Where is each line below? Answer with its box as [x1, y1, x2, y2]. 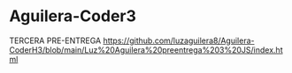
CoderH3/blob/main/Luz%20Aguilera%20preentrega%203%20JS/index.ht [9, 44, 283, 55]
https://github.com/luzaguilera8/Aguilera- [103, 35, 255, 46]
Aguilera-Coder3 [9, 6, 137, 26]
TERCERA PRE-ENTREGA [9, 35, 102, 46]
